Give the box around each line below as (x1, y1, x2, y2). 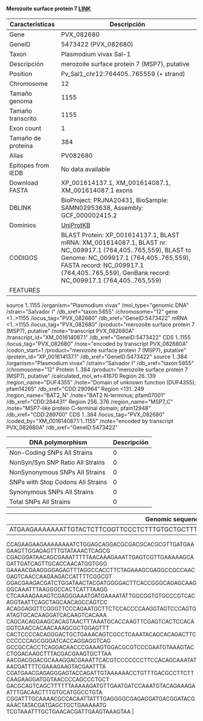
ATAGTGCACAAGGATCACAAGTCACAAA (6, 611, 107, 619)
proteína (9, 142, 33, 150)
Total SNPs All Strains (9, 498, 71, 506)
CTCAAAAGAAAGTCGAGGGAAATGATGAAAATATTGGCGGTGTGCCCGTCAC (6, 592, 196, 599)
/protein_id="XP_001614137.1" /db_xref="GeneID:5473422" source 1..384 (6, 353, 187, 360)
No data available (60, 165, 111, 174)
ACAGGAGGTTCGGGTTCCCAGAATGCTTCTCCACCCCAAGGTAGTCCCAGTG (6, 605, 196, 613)
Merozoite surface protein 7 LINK (6, 5, 91, 12)
